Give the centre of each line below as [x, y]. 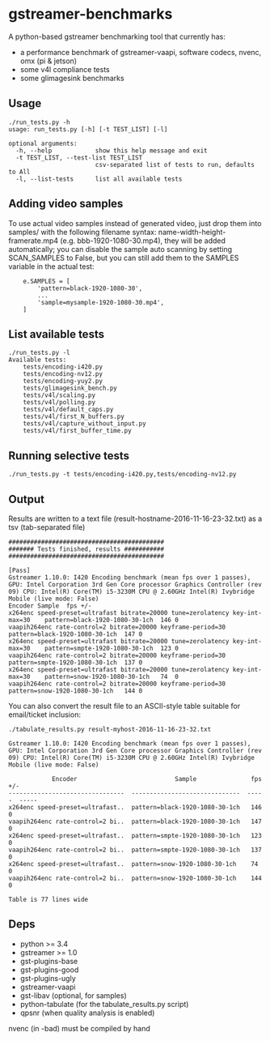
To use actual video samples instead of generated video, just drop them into [135, 223]
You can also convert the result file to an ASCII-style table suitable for [124, 706]
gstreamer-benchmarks [91, 14]
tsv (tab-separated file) [47, 527]
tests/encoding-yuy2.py [63, 382]
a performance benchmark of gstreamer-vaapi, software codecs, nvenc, [141, 52]
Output [26, 499]
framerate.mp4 [34, 241]
